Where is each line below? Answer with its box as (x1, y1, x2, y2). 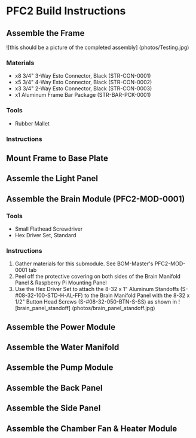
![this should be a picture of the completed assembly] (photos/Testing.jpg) (6, 44, 189, 51)
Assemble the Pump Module (6, 363, 114, 373)
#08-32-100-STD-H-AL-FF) (14, 292, 84, 299)
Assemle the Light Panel (6, 173, 99, 183)
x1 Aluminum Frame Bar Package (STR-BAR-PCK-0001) (14, 91, 151, 99)
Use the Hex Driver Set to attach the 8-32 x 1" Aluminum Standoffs (14, 286, 179, 293)
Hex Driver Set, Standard (14, 231, 76, 238)
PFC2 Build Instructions (6, 4, 126, 18)
